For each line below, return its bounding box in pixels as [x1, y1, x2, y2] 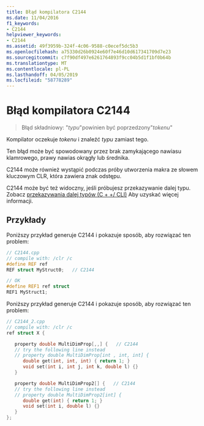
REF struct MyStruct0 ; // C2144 [6, 267, 95, 273]
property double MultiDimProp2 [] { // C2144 [14, 380, 136, 386]
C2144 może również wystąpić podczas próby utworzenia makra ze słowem [6, 166, 198, 173]
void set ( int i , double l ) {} [22, 403, 100, 409]
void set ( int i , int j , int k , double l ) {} [22, 364, 138, 370]
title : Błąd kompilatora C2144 [6, 9, 86, 15]
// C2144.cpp [6, 249, 40, 256]
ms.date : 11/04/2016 [6, 15, 59, 21]
